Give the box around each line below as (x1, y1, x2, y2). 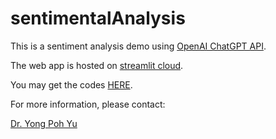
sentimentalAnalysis (10, 7, 186, 30)
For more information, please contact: (10, 98, 166, 110)
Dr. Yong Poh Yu (10, 117, 78, 129)
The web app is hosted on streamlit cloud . (10, 59, 184, 71)
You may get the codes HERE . (10, 78, 133, 91)
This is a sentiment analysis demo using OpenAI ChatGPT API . (10, 40, 267, 52)
